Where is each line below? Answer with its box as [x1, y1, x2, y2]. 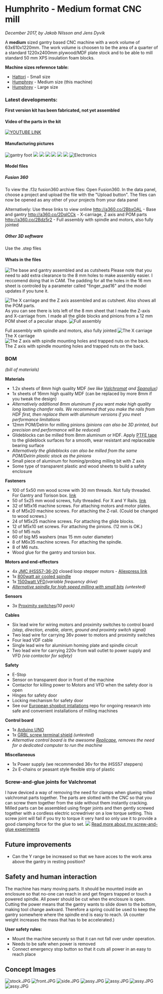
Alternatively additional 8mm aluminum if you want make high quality [12, 401, 151, 407]
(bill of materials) [5, 367, 40, 372]
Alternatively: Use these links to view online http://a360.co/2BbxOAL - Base [5, 206, 156, 213]
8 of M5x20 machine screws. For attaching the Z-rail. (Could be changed [12, 508, 158, 514]
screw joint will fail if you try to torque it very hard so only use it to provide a [5, 815, 157, 821]
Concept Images [5, 965, 56, 974]
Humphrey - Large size [12, 84, 58, 90]
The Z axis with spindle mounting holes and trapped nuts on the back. [5, 343, 145, 349]
